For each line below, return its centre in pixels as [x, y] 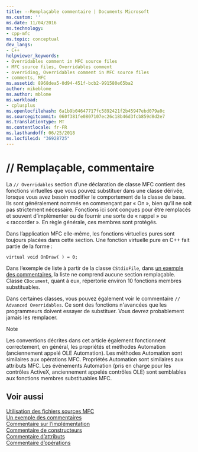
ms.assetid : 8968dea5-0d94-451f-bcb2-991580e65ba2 [70, 84]
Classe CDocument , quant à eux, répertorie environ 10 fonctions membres [94, 281]
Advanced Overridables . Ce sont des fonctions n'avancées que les [87, 305]
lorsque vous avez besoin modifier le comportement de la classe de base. [96, 197]
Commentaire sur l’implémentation [48, 424]
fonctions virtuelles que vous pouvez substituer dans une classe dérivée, [95, 190]
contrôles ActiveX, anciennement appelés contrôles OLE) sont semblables [96, 372]
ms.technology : [25, 28]
